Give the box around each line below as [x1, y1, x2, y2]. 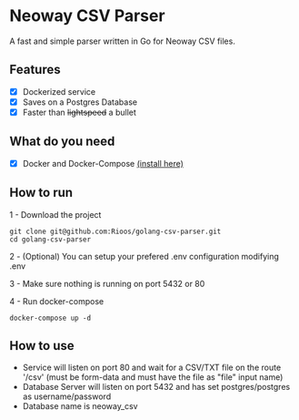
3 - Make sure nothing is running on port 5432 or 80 [9, 278, 205, 289]
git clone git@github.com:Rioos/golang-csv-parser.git [9, 227, 222, 236]
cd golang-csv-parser [9, 234, 92, 244]
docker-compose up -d [9, 313, 92, 323]
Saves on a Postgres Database [22, 97, 138, 108]
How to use [9, 338, 75, 353]
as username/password [22, 391, 112, 402]
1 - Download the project [9, 209, 102, 220]
